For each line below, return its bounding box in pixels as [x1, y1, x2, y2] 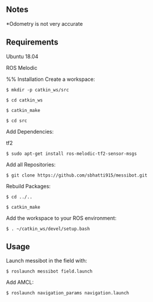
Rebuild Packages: [6, 182, 51, 189]
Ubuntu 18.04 [6, 53, 39, 60]
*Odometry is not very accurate [6, 20, 83, 27]
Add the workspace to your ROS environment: [6, 214, 117, 222]
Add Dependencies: [6, 128, 54, 135]
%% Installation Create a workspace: [6, 76, 95, 83]
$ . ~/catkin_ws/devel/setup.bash [6, 226, 91, 232]
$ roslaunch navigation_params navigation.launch [6, 290, 130, 296]
